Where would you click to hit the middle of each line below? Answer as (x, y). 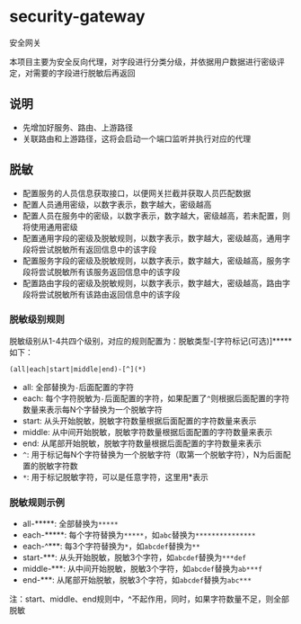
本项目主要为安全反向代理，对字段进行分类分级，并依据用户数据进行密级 (143, 61)
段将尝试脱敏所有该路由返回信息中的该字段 (101, 294)
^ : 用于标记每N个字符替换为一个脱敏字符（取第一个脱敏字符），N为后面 (153, 454)
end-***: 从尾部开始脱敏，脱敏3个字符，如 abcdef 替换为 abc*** (137, 580)
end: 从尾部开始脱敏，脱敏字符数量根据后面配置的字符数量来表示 (142, 443)
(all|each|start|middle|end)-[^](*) (78, 369)
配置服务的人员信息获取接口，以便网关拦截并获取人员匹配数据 (137, 193)
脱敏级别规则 (37, 319)
